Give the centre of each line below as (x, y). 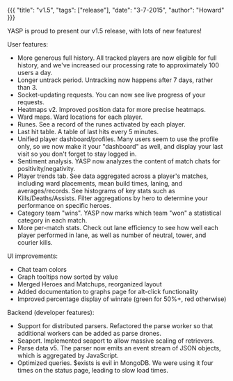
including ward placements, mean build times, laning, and (100, 183)
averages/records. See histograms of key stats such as (96, 191)
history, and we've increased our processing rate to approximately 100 (118, 65)
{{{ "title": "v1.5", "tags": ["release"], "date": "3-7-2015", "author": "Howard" (116, 10)
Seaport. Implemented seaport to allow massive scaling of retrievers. (116, 341)
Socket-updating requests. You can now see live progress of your (111, 95)
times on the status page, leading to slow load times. (93, 370)
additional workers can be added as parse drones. (89, 333)
